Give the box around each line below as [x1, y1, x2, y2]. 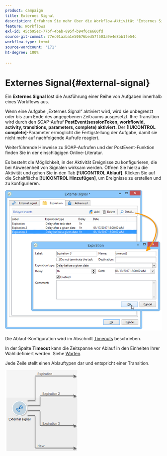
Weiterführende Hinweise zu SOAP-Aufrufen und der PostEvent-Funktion [5, 145, 155, 151]
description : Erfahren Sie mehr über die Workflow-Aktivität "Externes [5, 18, 157, 23]
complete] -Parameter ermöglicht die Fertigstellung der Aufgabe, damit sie [5, 130, 158, 136]
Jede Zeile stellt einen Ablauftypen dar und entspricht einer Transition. [5, 360, 150, 366]
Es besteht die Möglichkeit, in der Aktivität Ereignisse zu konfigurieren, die [5, 159, 158, 165]
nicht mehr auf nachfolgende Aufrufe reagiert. [5, 135, 100, 141]
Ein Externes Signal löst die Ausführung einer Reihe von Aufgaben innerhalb [5, 93, 162, 99]
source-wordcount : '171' [5, 45, 57, 50]
